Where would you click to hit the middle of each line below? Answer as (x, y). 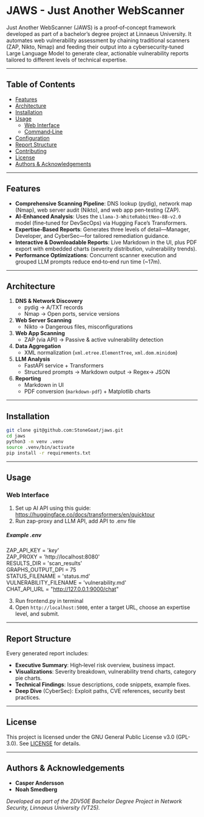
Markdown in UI (44, 385)
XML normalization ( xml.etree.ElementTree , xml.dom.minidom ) (101, 353)
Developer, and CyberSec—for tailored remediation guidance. (92, 235)
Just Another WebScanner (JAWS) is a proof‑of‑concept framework (91, 27)
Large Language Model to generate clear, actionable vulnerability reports (98, 53)
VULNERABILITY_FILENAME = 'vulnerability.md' (66, 583)
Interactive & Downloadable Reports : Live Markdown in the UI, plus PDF (106, 242)
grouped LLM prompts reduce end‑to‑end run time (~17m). (88, 262)
